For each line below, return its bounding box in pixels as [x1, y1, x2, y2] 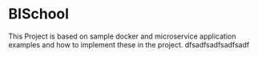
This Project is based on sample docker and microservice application [8, 31, 236, 41]
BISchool [8, 5, 70, 23]
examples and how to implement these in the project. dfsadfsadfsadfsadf [8, 39, 250, 49]
